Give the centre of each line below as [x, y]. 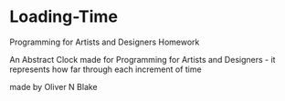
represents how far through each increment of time [106, 69]
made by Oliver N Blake [53, 86]
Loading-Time [64, 17]
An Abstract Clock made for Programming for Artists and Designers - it [142, 59]
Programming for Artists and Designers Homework [105, 42]
